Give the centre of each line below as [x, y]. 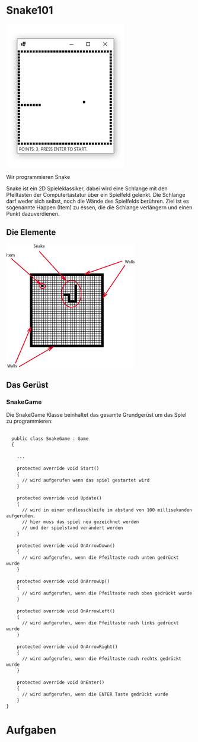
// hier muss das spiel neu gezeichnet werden [80, 522]
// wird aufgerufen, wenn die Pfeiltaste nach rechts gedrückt [102, 659]
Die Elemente [31, 232]
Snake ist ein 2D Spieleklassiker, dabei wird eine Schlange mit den [87, 188]
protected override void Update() [59, 498]
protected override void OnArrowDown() [66, 546]
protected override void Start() [58, 469]
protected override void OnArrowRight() [67, 647]
